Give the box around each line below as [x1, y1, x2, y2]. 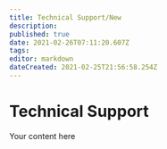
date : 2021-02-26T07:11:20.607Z [9, 37, 129, 47]
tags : [9, 46, 29, 55]
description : [9, 21, 58, 30]
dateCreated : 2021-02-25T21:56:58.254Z [9, 63, 158, 72]
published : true [9, 29, 70, 38]
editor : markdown [9, 54, 74, 63]
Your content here [9, 130, 76, 141]
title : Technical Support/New [9, 12, 122, 22]
